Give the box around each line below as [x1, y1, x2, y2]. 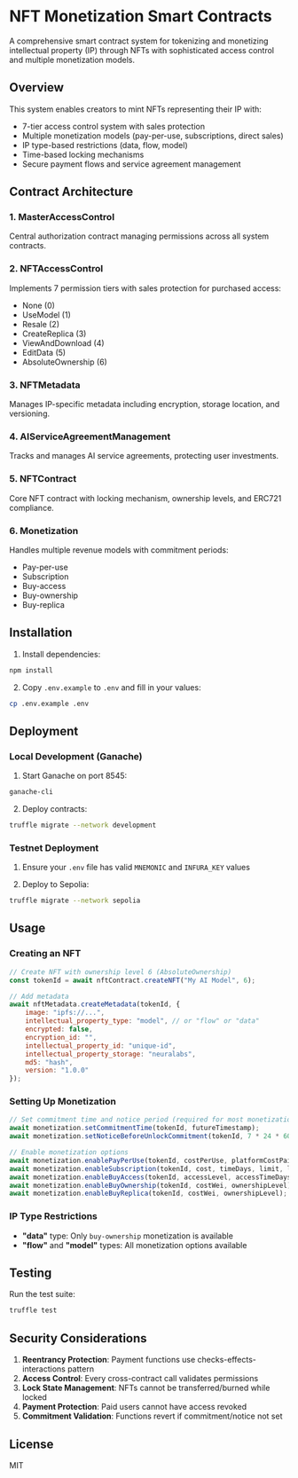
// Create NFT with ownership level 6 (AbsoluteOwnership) [9, 967, 232, 977]
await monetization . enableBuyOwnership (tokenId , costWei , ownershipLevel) [9, 1181, 292, 1190]
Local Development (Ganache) [9, 750, 144, 762]
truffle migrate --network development [9, 821, 157, 830]
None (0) [21, 300, 56, 311]
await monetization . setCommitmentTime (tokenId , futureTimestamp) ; [9, 1124, 260, 1133]
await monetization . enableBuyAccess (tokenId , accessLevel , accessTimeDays [9, 1173, 292, 1182]
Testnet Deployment [9, 841, 99, 853]
